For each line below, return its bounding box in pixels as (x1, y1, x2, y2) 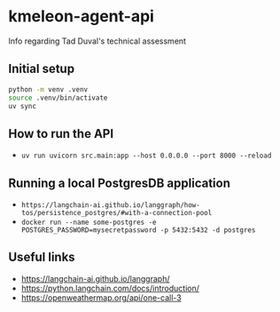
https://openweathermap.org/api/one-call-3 (20, 292, 183, 303)
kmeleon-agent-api (8, 6, 154, 27)
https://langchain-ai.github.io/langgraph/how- (20, 201, 200, 210)
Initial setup (8, 61, 75, 76)
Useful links (8, 250, 76, 265)
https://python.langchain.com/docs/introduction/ (20, 283, 200, 293)
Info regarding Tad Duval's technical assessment (8, 36, 187, 46)
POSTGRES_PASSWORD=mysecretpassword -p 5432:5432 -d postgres (20, 226, 256, 235)
